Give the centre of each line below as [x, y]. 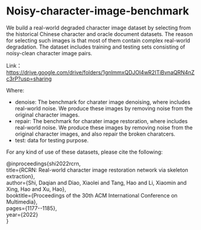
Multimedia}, [22, 202]
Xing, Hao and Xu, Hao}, [36, 189]
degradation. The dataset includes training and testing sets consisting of [96, 47]
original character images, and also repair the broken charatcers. [95, 134]
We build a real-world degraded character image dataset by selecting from [98, 28]
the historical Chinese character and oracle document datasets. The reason [100, 34]
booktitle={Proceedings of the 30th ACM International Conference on [92, 195]
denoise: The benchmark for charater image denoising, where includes [103, 102]
